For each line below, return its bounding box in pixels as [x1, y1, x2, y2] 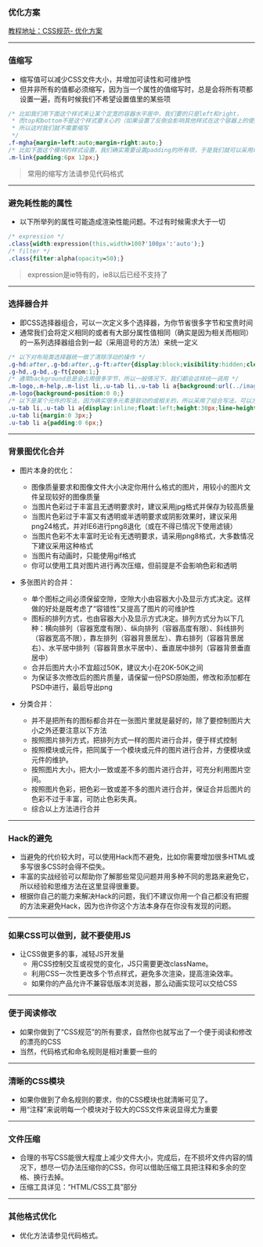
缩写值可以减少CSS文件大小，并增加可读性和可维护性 [19, 75, 192, 84]
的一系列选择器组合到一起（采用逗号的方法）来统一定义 [19, 337, 198, 347]
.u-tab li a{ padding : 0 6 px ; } [8, 418, 103, 427]
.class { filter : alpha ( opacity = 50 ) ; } [8, 254, 124, 262]
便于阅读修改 [8, 1008, 57, 1019]
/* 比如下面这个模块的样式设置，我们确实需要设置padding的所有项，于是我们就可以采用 [8, 146, 253, 154]
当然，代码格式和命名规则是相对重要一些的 [19, 1046, 157, 1056]
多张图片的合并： [19, 577, 75, 586]
